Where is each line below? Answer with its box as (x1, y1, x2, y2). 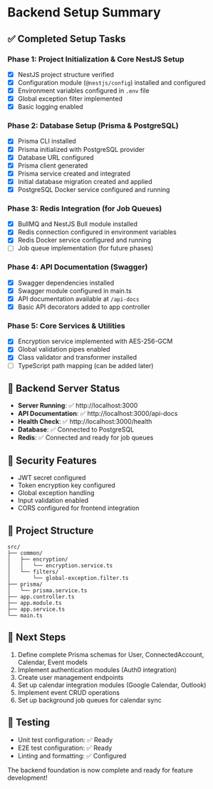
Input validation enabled (17, 497, 89, 505)
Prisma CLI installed (17, 137, 76, 146)
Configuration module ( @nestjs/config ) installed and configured (17, 78, 206, 86)
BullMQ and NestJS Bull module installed (17, 220, 137, 228)
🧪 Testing (7, 716, 51, 728)
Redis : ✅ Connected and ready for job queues (17, 433, 154, 442)
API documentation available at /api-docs (17, 294, 140, 303)
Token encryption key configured (17, 481, 115, 489)
